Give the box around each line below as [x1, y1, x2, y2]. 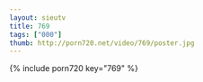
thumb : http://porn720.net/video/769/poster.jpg [9, 38, 195, 48]
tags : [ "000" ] [9, 30, 63, 39]
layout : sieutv [9, 13, 66, 23]
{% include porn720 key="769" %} [9, 63, 139, 74]
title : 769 [9, 22, 50, 31]
